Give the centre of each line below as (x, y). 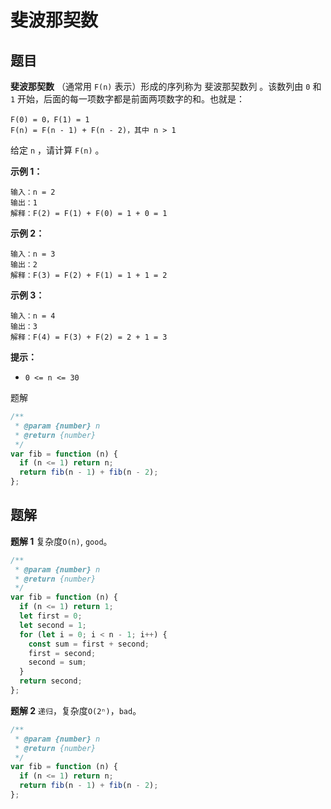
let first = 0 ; (51, 616)
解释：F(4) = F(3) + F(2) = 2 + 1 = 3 (89, 337)
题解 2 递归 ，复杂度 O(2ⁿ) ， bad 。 (76, 710)
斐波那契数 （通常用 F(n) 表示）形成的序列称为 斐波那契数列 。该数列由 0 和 (166, 86)
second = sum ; (57, 662)
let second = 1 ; (53, 625)
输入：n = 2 (33, 192)
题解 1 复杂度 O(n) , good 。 (61, 541)
